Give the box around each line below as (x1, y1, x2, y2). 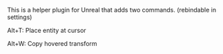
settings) (7, 13, 32, 21)
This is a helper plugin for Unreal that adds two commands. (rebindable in (7, 6, 216, 14)
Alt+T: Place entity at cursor (7, 27, 86, 34)
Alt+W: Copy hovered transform (7, 40, 98, 47)
